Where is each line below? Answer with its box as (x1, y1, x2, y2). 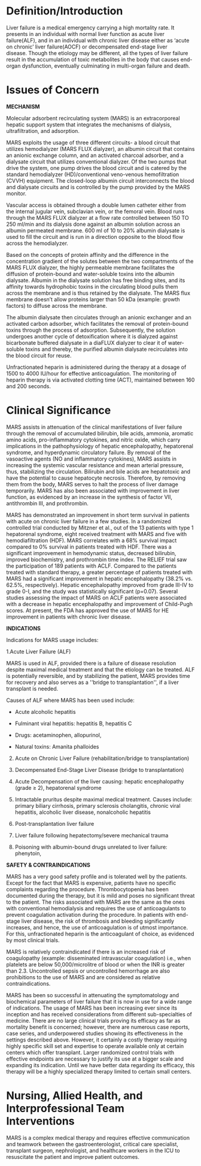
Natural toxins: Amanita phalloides (14, 743, 100, 750)
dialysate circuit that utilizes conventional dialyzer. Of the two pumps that (6, 158, 187, 165)
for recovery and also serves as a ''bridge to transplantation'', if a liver (6, 679, 179, 686)
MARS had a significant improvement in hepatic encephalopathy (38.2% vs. (6, 575, 193, 582)
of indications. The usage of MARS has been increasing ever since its (6, 1004, 178, 1011)
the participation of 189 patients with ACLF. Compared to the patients (6, 562, 177, 570)
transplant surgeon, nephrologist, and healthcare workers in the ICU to (6, 1147, 181, 1154)
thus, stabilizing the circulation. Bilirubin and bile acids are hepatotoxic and (6, 468, 190, 475)
